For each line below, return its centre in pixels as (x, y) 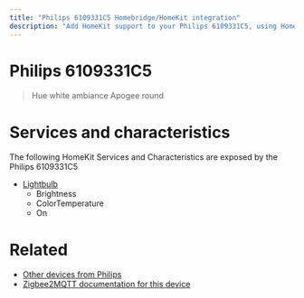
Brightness (56, 194)
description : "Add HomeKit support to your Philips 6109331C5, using (143, 26)
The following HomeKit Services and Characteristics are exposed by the (144, 157)
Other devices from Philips (72, 275)
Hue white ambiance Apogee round (98, 96)
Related (38, 250)
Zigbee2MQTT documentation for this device (106, 284)
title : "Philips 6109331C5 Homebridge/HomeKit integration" (125, 18)
